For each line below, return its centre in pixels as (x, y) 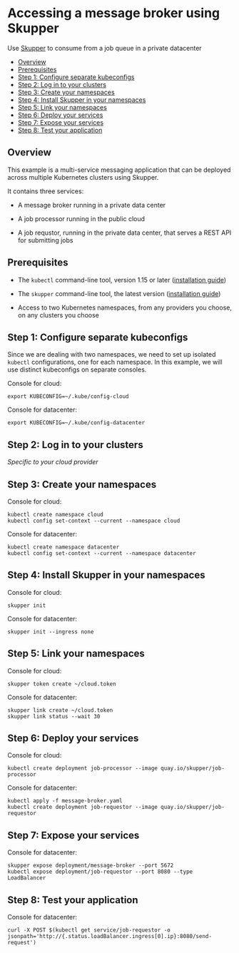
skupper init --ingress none (51, 632)
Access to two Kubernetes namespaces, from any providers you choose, (124, 307)
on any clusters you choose (59, 315)
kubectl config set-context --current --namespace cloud (94, 521)
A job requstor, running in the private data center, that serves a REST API (124, 233)
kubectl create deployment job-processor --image (83, 768)
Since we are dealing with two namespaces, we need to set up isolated (112, 355)
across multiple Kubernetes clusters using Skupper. (83, 177)
